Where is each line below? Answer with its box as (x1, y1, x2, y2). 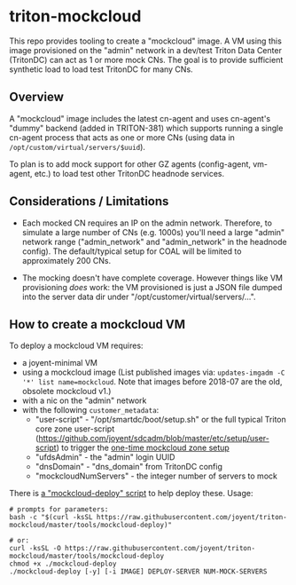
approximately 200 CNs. (21, 255, 112, 265)
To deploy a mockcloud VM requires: (9, 340, 144, 352)
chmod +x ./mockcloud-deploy (9, 559, 117, 569)
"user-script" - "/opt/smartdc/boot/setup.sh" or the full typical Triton (35, 415, 286, 425)
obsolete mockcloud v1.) (21, 386, 112, 397)
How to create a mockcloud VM (9, 317, 186, 332)
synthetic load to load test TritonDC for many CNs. (9, 64, 193, 75)
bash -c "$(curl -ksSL (9, 513, 93, 522)
